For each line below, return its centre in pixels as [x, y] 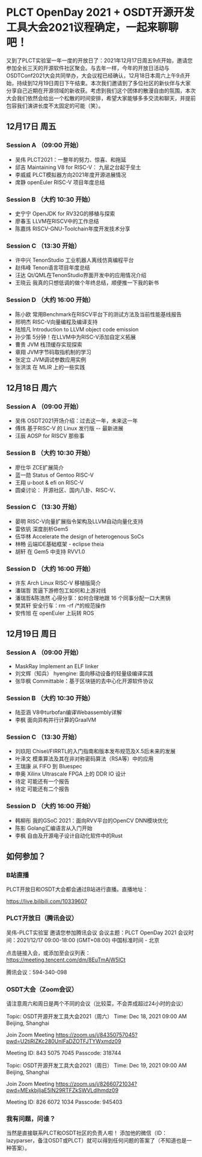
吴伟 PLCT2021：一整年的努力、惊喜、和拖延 [71, 159]
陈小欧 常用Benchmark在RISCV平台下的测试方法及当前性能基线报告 [98, 314]
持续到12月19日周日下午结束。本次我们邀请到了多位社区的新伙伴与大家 [104, 83]
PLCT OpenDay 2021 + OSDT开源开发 [100, 12]
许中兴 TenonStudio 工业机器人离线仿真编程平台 [74, 260]
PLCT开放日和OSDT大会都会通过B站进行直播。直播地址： [77, 889]
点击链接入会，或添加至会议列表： [48, 953]
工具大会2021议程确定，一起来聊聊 [93, 27]
